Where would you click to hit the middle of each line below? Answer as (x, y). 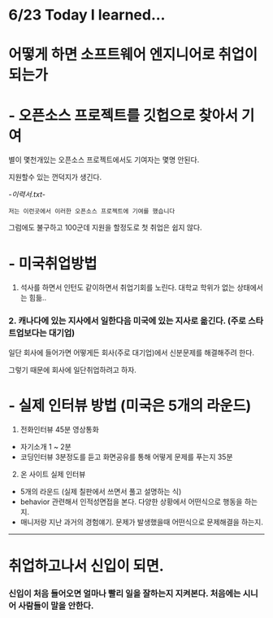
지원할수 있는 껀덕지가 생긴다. (55, 178)
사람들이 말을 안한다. (56, 606)
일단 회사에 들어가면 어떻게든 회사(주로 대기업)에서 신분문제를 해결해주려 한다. (131, 353)
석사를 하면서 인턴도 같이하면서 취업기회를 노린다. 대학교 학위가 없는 (128, 287)
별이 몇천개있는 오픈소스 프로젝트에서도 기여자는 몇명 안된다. (104, 160)
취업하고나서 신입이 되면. (86, 565)
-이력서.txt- (27, 195)
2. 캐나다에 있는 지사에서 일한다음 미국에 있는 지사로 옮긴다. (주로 (127, 321)
